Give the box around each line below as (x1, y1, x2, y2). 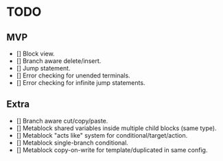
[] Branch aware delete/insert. (16, 57, 102, 65)
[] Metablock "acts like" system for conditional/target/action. (16, 131, 188, 139)
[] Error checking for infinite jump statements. (16, 79, 145, 86)
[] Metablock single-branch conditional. (16, 138, 128, 147)
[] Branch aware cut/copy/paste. (16, 116, 108, 125)
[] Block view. (16, 49, 56, 58)
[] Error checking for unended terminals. (16, 71, 131, 79)
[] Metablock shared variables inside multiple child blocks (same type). (16, 124, 217, 132)
